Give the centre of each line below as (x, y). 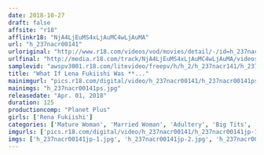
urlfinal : (24, 59)
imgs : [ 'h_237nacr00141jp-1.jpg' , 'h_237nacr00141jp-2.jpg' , (110, 139)
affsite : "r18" (33, 30)
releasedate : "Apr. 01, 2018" (58, 96)
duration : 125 (31, 103)
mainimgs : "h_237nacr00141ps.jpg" (65, 88)
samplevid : (26, 67)
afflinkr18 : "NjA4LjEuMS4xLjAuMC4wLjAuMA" (79, 37)
